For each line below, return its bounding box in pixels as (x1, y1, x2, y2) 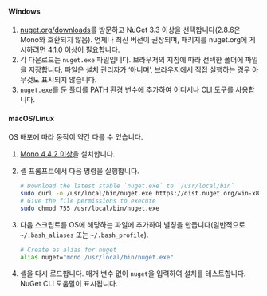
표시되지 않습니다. (41, 75, 97, 85)
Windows (8, 6, 41, 16)
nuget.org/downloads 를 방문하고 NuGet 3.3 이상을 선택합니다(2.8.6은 (19, 25, 241, 35)
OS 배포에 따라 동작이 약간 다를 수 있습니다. (8, 132, 143, 142)
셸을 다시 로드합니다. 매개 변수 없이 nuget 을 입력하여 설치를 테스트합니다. (19, 268, 246, 278)
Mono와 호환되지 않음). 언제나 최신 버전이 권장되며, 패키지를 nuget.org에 (19, 35, 248, 45)
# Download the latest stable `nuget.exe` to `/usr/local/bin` (19, 182, 235, 191)
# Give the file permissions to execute (19, 197, 156, 205)
